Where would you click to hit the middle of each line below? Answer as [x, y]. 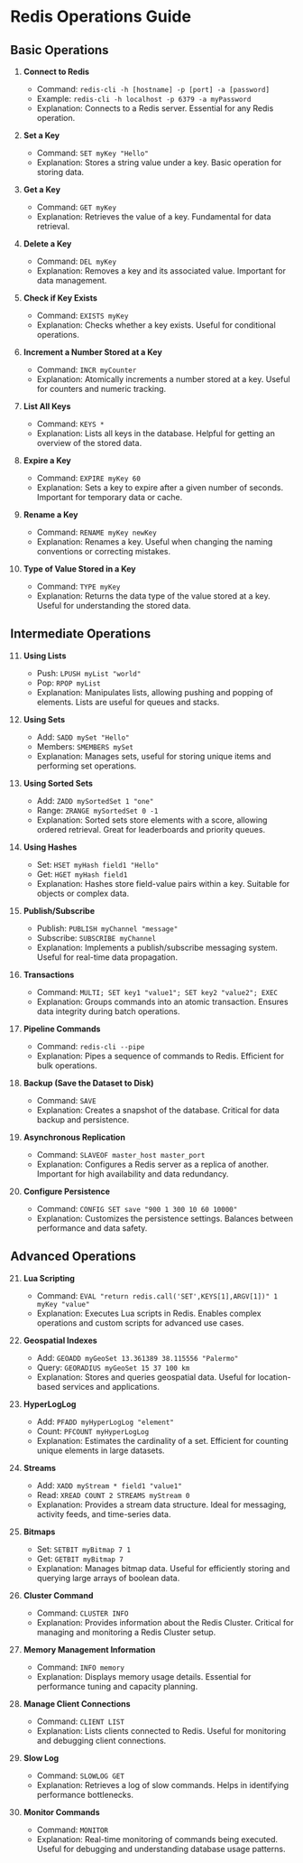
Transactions [49, 974]
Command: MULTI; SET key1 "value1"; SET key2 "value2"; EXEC [157, 992]
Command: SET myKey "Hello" [93, 153]
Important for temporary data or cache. [110, 497]
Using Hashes [50, 847]
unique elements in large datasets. [101, 1450]
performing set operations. [87, 766]
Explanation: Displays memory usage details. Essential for [144, 1676]
